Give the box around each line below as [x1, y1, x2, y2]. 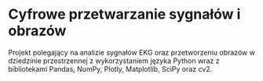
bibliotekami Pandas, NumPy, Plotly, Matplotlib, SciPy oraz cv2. [8, 64, 213, 73]
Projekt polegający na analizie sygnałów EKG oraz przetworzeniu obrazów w [8, 48, 255, 57]
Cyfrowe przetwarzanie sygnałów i [8, 5, 241, 23]
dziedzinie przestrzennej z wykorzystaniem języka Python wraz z [8, 56, 220, 65]
